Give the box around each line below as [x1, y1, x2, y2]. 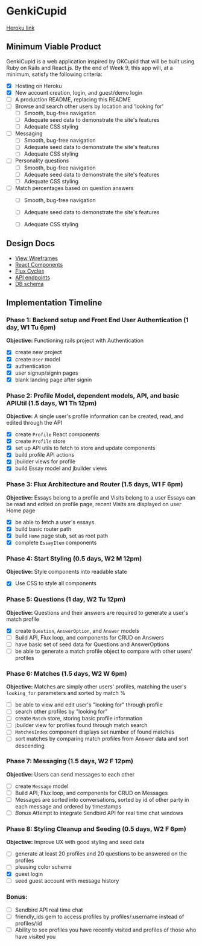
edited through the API [6, 419, 62, 427]
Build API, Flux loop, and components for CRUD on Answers [14, 633, 164, 641]
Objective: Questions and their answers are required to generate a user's [6, 609, 189, 616]
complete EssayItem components [14, 539, 97, 546]
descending [14, 742, 45, 749]
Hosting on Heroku [14, 82, 62, 89]
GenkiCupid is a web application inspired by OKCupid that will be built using [6, 57, 195, 65]
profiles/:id [14, 920, 42, 927]
